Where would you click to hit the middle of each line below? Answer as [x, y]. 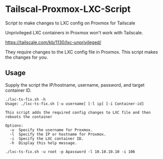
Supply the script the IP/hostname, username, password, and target [75, 85]
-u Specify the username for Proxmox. [51, 130]
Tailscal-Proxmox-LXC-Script [68, 9]
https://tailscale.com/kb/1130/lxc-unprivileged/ [53, 42]
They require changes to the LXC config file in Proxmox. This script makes [82, 52]
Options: [14, 126]
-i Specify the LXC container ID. [47, 139]
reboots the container [29, 117]
